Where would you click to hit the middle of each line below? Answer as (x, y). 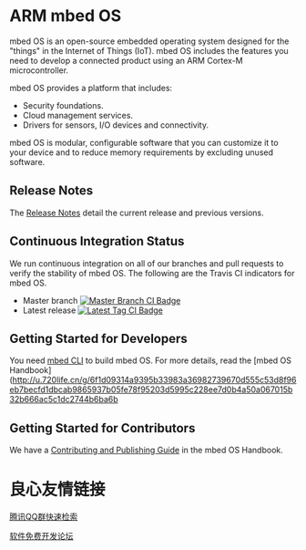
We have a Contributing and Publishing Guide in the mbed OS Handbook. (147, 450)
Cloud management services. (78, 115)
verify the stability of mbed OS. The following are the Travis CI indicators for (152, 273)
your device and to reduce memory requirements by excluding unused (142, 152)
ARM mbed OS (66, 16)
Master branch (50, 300)
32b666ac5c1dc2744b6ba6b (64, 400)
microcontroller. (39, 70)
